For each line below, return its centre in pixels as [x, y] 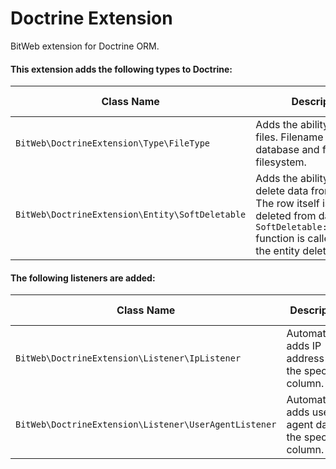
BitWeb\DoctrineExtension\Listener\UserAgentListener [146, 425]
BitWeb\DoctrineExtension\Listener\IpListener [128, 358]
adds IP [304, 346]
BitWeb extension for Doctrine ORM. [85, 46]
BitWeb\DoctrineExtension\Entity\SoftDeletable [131, 215]
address [305, 359]
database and [287, 150]
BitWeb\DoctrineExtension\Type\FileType [112, 143]
